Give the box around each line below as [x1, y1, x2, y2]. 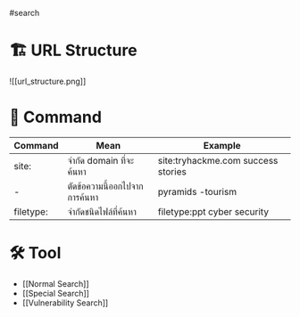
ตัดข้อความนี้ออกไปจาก [67, 180, 145, 192]
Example [203, 139, 241, 151]
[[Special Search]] [21, 288, 89, 298]
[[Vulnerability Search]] [21, 297, 109, 308]
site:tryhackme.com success [157, 154, 279, 167]
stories [157, 165, 187, 177]
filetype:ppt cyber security [157, 205, 270, 217]
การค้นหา [67, 191, 99, 203]
